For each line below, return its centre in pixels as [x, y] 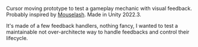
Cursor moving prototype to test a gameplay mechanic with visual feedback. [99, 8]
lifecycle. [17, 38]
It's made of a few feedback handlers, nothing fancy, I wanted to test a [92, 26]
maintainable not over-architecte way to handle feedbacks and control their [98, 32]
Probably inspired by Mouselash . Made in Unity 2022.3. [74, 15]
